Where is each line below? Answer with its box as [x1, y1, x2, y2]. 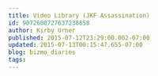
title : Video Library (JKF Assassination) [8, 11, 150, 20]
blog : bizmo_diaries [8, 48, 77, 56]
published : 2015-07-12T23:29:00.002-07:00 [8, 33, 150, 42]
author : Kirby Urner [8, 26, 77, 34]
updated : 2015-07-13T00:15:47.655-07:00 [8, 41, 144, 49]
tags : [8, 56, 26, 64]
